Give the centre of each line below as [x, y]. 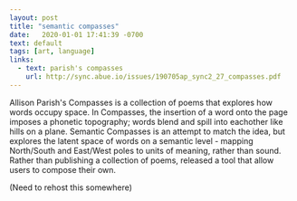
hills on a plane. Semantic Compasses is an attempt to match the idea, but [147, 131]
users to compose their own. [62, 169]
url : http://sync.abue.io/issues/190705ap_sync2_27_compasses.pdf [153, 77]
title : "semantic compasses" [64, 26]
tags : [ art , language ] [52, 52]
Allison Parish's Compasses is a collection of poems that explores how [141, 102]
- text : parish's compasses [71, 69]
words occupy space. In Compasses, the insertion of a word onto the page [148, 112]
